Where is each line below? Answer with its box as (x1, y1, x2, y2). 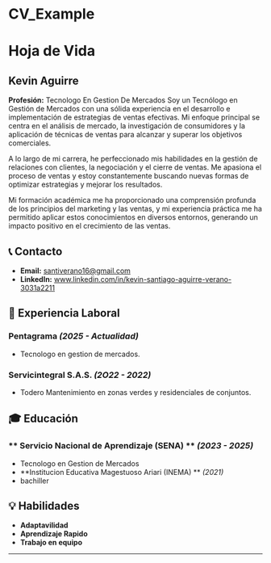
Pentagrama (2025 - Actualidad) (8, 330, 140, 342)
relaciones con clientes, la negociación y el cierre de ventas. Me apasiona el (8, 162, 262, 172)
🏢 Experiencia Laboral (8, 306, 120, 320)
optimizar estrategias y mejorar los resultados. (8, 179, 163, 190)
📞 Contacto (8, 244, 63, 258)
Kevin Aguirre (8, 74, 79, 87)
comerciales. (8, 138, 52, 148)
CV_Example (8, 5, 95, 23)
